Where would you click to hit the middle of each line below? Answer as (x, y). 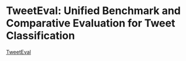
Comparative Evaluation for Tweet (91, 23)
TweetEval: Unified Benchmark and (94, 11)
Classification (40, 36)
